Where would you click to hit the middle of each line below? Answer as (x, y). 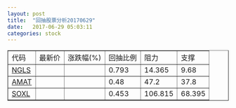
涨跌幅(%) (85, 58)
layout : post (26, 14)
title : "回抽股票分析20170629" (52, 20)
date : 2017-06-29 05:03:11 (50, 27)
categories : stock (34, 33)
